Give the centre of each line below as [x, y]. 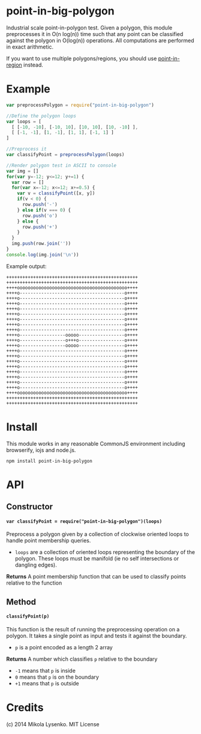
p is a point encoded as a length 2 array [64, 648]
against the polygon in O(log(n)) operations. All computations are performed [100, 40]
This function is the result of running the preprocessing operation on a [93, 630]
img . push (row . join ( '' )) [41, 244]
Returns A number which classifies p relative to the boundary [82, 659]
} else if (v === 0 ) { [44, 210]
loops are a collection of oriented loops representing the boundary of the [105, 552]
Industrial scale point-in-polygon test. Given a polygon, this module [89, 28]
